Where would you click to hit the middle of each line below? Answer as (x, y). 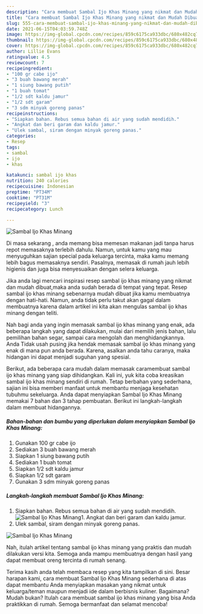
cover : (14, 46)
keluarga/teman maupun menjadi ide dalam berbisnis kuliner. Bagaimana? (98, 592)
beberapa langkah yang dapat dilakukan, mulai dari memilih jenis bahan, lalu (101, 331)
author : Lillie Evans (34, 52)
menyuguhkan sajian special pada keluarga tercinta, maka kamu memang (98, 256)
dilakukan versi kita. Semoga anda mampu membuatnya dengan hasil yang (99, 554)
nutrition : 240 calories (37, 181)
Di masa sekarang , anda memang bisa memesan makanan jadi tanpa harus (100, 243)
